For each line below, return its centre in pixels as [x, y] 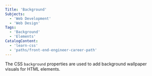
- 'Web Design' [25, 23]
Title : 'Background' [26, 9]
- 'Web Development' [30, 18]
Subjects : [15, 14]
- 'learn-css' [24, 46]
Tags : [11, 28]
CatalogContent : [22, 41]
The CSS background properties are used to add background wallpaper [76, 64]
